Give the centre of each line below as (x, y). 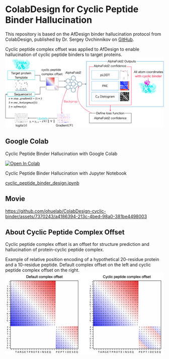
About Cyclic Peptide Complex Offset (65, 232)
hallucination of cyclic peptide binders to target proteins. (64, 55)
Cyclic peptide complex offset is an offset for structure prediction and (77, 244)
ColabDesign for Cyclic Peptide (72, 9)
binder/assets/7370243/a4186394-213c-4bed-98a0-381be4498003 (76, 216)
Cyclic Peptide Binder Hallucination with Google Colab (61, 153)
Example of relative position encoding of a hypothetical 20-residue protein (82, 260)
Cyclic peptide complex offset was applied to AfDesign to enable (72, 49)
